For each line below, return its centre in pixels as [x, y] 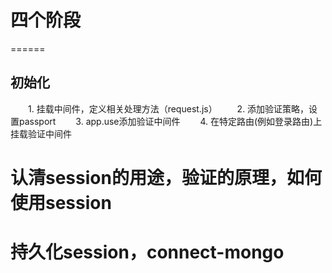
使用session [61, 202]
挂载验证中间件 [41, 133]
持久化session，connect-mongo [147, 252]
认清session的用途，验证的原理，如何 [166, 177]
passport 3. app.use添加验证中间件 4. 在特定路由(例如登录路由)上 [170, 121]
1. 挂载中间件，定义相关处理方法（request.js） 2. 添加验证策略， [168, 108]
